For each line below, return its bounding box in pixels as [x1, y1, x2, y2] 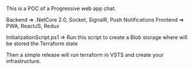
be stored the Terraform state [6, 40, 78, 47]
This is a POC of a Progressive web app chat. [6, 5, 116, 12]
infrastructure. [6, 58, 41, 64]
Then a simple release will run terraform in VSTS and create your [6, 51, 164, 58]
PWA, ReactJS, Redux [6, 23, 60, 29]
